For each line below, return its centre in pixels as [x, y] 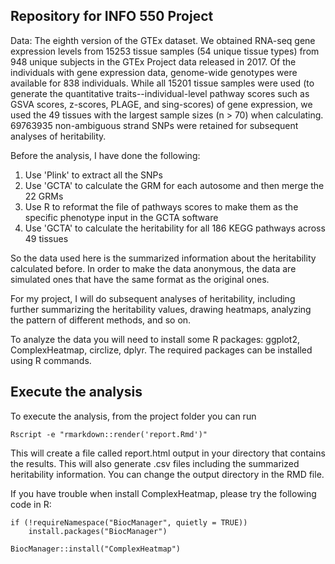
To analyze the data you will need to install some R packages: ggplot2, [155, 339]
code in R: [31, 504]
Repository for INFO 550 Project [112, 16]
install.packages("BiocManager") [98, 531]
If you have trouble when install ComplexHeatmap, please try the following [163, 493]
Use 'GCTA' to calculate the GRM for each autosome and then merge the [174, 185]
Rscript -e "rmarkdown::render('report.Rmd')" [109, 434]
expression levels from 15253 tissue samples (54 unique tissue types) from [165, 51]
